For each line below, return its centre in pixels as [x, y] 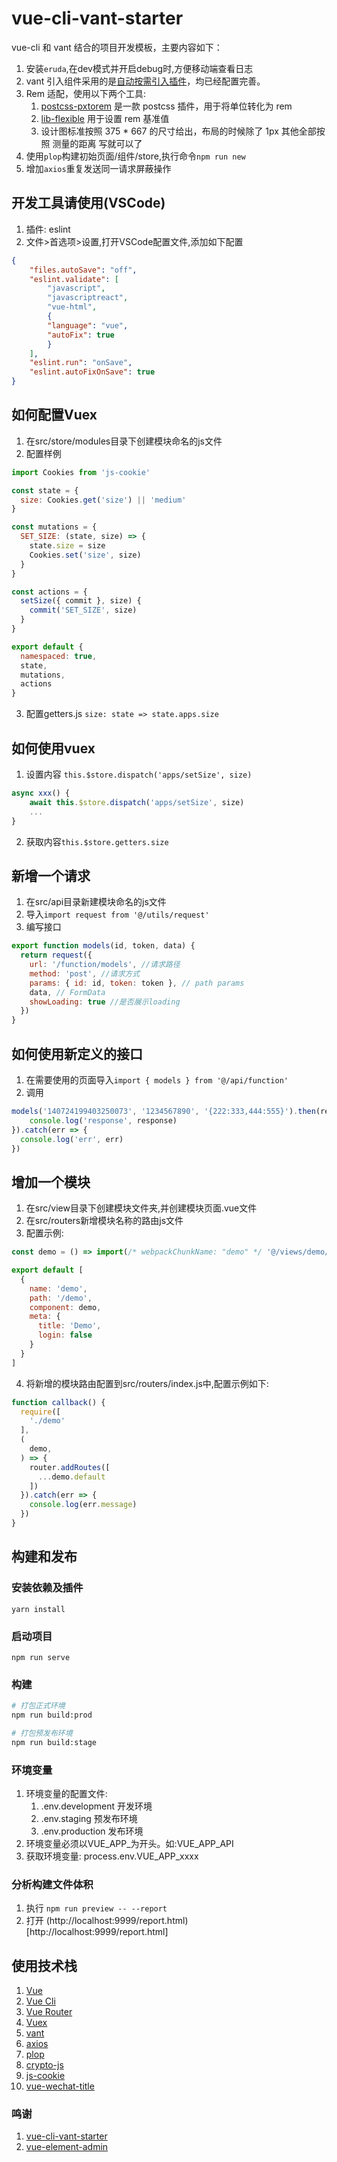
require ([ [40, 1412]
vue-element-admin [67, 2147]
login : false [65, 1335]
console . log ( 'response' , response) [103, 1120]
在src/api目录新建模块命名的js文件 [96, 902]
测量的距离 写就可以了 [97, 143]
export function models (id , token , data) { [103, 946]
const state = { [45, 490]
